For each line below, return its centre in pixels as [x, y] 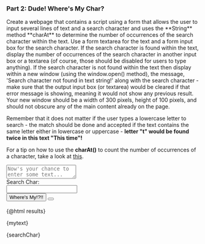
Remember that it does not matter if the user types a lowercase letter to [96, 118]
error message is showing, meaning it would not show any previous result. [100, 94]
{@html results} [26, 211]
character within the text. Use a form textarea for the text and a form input [99, 42]
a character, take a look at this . [45, 156]
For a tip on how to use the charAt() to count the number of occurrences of [101, 150]
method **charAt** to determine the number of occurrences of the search [100, 35]
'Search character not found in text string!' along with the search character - [102, 80]
